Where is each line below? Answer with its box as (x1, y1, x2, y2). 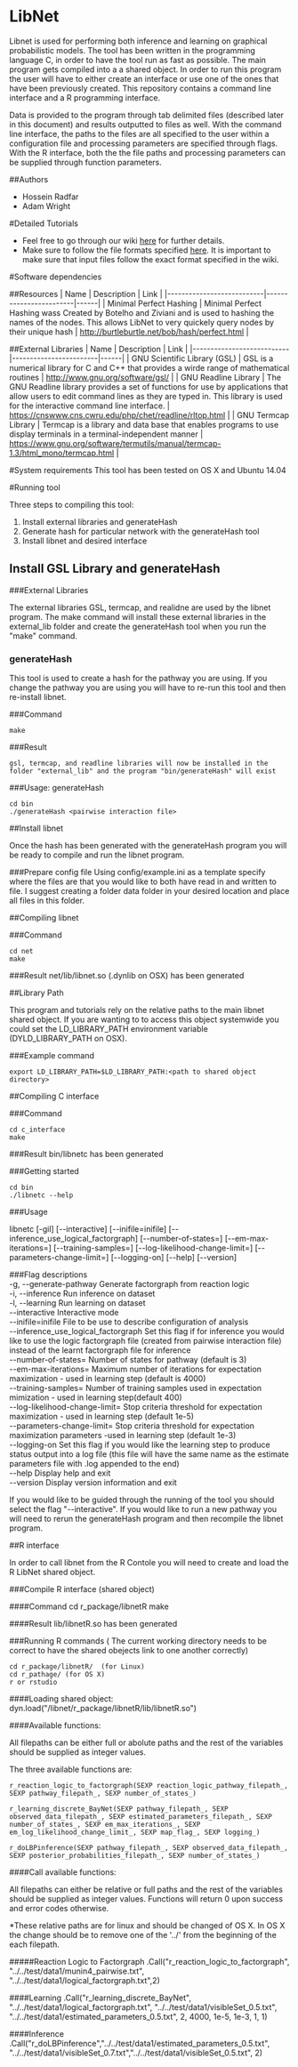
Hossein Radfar (21, 191, 79, 202)
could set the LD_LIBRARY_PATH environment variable (9, 1024, 209, 1034)
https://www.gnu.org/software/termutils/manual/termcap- (9, 438, 221, 448)
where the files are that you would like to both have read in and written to (9, 876, 278, 887)
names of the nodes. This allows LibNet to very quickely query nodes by (9, 317, 274, 327)
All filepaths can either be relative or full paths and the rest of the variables (9, 1884, 283, 1895)
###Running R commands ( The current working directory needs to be (9, 1636, 267, 1646)
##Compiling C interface (9, 1091, 100, 1102)
